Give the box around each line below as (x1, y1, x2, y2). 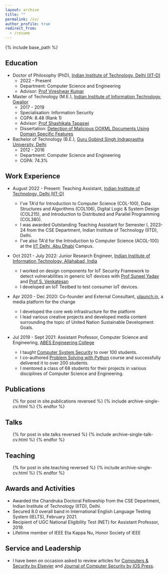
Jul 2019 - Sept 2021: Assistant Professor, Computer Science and (12, 334, 148, 340)
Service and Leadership (5, 544, 81, 553)
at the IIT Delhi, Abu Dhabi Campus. (20, 243, 94, 249)
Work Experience (5, 172, 61, 180)
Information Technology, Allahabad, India (12, 258, 98, 264)
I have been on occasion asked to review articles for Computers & (12, 557, 149, 563)
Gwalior (12, 99, 29, 105)
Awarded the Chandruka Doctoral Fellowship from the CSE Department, (12, 497, 160, 504)
